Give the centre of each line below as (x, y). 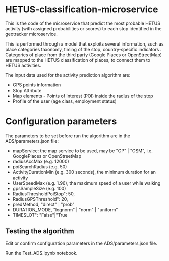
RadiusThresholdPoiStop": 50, (43, 194)
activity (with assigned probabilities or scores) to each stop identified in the (83, 28)
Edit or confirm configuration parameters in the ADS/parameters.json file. (81, 243)
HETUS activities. (23, 65)
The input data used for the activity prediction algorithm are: (68, 75)
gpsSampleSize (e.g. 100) (39, 188)
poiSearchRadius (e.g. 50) (40, 167)
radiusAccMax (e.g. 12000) (41, 161)
